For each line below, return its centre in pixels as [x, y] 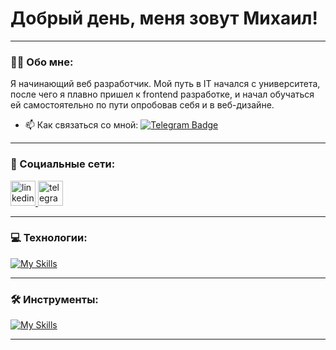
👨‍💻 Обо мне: [42, 62]
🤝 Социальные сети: [63, 164]
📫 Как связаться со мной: [81, 125]
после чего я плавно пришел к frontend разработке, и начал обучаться [162, 94]
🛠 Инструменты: [54, 299]
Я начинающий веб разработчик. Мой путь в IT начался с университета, [165, 84]
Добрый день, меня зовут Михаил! [164, 18]
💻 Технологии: [49, 238]
